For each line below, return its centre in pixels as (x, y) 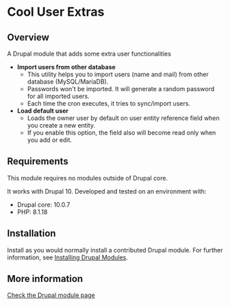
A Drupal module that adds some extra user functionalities (89, 54)
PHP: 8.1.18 (32, 212)
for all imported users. (59, 96)
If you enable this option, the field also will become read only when (122, 132)
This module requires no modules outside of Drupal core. (88, 178)
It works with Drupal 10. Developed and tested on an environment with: (107, 191)
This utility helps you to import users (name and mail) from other (118, 74)
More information (45, 279)
